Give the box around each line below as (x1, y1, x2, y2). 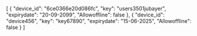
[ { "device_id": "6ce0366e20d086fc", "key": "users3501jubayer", (6, 5, 166, 12)
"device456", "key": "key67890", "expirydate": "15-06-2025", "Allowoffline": (6, 18, 192, 24)
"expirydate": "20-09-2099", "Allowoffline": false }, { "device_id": (6, 11, 165, 18)
